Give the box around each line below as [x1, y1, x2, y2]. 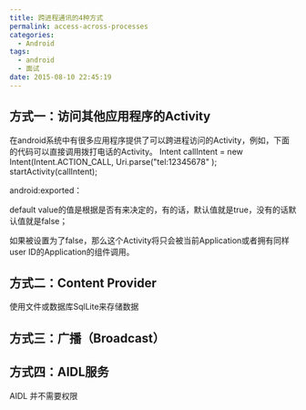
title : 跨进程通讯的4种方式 [9, 13, 104, 23]
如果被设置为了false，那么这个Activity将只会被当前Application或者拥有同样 [9, 234, 290, 246]
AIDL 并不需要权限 [9, 390, 78, 401]
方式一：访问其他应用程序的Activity [9, 108, 211, 124]
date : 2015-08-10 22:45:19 [9, 73, 112, 82]
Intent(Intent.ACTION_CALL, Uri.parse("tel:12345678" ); [9, 156, 218, 167]
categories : [9, 30, 55, 39]
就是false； [25, 215, 68, 226]
